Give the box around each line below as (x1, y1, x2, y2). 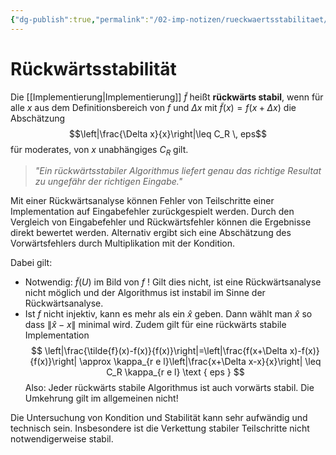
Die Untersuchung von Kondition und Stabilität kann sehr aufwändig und (10, 412, 308, 424)
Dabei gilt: (10, 257, 53, 269)
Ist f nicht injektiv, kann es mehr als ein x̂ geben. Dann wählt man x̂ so (24, 308, 313, 320)
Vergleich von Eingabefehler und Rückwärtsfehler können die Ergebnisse (10, 216, 312, 228)
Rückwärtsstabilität (10, 57, 177, 80)
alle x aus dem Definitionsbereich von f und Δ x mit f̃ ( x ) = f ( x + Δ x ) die (10, 101, 297, 113)
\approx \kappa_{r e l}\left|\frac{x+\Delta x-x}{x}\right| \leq (79, 356, 322, 368)
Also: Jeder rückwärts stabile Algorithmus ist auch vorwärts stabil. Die (24, 382, 315, 394)
